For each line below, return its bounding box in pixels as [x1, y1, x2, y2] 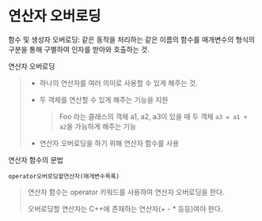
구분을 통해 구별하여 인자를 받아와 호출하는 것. [8, 44, 150, 54]
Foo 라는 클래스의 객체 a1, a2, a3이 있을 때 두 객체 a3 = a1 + [59, 111, 248, 121]
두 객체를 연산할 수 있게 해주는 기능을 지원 [39, 95, 169, 104]
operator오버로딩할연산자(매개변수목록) [8, 172, 120, 180]
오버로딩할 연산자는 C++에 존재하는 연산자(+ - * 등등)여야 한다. [27, 204, 223, 213]
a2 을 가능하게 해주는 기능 [59, 122, 137, 131]
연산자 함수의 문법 [8, 155, 63, 164]
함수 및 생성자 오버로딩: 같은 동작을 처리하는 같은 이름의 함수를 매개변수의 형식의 [8, 35, 256, 44]
